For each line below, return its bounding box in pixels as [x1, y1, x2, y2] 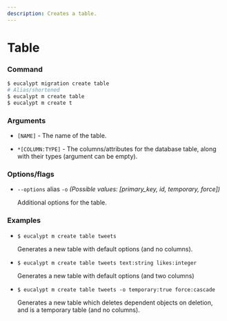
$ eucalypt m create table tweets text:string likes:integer [17, 260, 197, 266]
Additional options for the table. [17, 198, 107, 207]
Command [7, 64, 43, 74]
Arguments [7, 115, 46, 125]
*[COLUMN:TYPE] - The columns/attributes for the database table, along [17, 144, 217, 153]
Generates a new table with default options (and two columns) [17, 271, 195, 280]
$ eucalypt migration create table [7, 80, 110, 87]
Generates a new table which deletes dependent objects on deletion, [17, 298, 213, 307]
